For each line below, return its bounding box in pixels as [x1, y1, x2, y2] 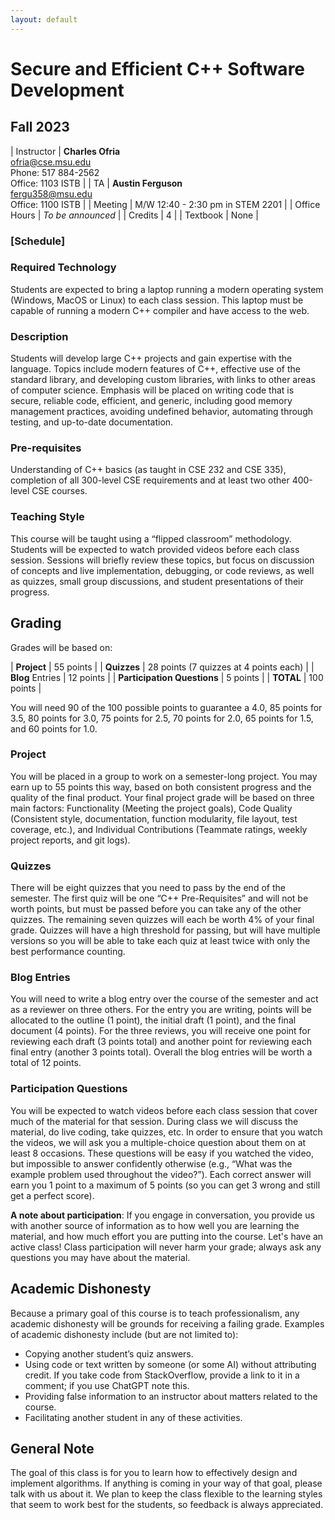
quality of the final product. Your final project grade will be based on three [10, 791, 315, 803]
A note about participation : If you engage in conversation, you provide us [10, 1209, 315, 1221]
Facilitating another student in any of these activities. [24, 1411, 243, 1423]
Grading [10, 615, 62, 632]
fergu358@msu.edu [10, 187, 93, 200]
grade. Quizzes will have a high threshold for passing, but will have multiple [10, 924, 321, 936]
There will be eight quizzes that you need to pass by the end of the [10, 882, 286, 894]
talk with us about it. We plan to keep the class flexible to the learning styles [10, 1488, 323, 1500]
